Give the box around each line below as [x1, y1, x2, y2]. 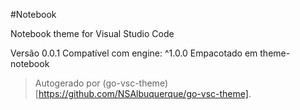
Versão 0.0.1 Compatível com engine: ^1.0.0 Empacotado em [10, 47, 258, 59]
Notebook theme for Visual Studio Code [10, 28, 175, 39]
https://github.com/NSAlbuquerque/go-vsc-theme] [38, 88, 249, 99]
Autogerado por [34, 77, 101, 89]
